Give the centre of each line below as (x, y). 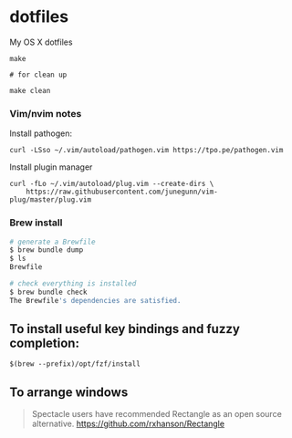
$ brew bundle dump (47, 250)
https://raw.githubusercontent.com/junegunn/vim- (122, 192)
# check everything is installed (73, 284)
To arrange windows (69, 392)
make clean (30, 90)
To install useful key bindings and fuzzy (125, 329)
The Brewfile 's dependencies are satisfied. (95, 300)
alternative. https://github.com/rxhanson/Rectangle (128, 424)
